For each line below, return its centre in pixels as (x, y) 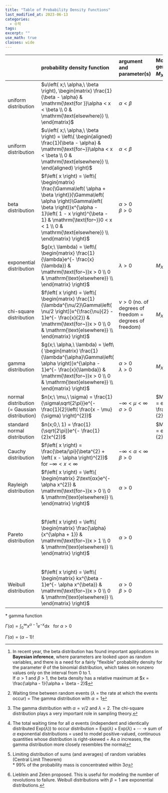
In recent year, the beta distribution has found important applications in (85, 652)
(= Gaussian (22, 410)
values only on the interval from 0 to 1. (52, 673)
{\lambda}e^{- (58, 259)
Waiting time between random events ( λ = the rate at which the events (85, 693)
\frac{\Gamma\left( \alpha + (73, 188)
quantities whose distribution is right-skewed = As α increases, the (81, 739)
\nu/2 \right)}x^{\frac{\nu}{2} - (77, 311)
